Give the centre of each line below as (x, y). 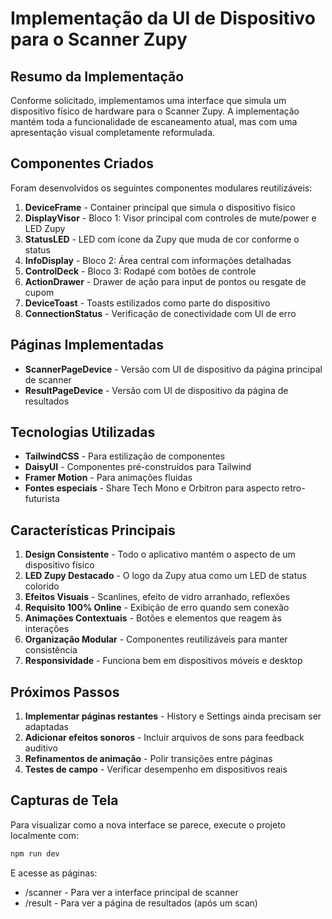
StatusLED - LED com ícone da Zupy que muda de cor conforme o (162, 239)
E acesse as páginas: (54, 873)
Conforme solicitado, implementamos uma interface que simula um (148, 100)
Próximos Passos (65, 692)
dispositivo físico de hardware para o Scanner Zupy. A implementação (155, 111)
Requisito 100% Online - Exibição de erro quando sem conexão (157, 608)
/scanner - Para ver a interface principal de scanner (131, 892)
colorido (42, 586)
